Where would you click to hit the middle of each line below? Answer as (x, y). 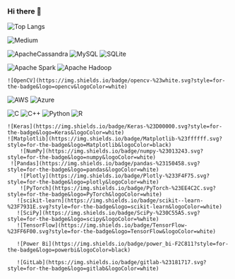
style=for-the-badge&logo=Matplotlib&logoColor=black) (90, 145)
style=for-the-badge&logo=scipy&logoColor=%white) (83, 219)
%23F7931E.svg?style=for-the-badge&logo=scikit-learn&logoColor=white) (115, 207)
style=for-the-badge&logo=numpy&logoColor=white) (82, 158)
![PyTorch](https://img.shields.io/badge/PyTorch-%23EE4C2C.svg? (118, 189)
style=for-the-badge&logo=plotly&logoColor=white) (83, 182)
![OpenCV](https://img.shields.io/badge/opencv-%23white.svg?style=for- (116, 81)
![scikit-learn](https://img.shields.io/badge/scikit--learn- (110, 201)
